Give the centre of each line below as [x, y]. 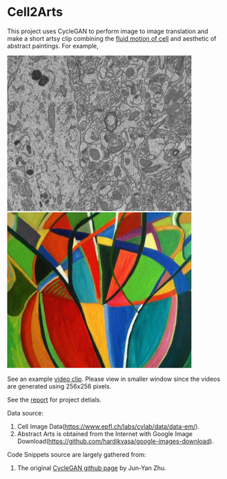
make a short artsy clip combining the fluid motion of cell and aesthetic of [112, 38]
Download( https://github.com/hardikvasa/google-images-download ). [115, 441]
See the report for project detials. [55, 400]
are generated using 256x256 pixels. [59, 386]
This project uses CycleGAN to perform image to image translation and [108, 31]
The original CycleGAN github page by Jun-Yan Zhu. [92, 468]
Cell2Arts [35, 12]
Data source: [25, 413]
